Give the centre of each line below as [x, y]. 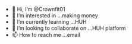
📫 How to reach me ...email [46, 35]
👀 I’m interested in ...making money [55, 15]
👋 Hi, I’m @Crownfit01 [38, 9]
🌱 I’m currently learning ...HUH [49, 22]
